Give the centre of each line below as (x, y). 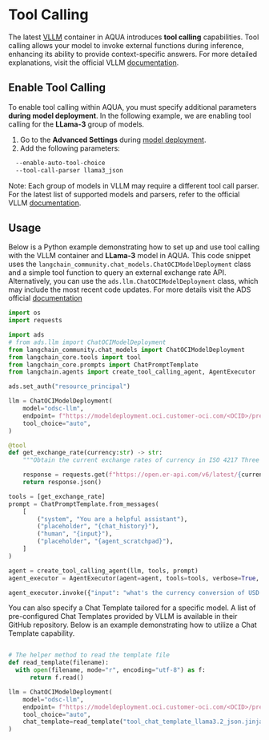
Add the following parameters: (70, 148)
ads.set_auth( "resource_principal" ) (69, 386)
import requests (35, 321)
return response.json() (62, 483)
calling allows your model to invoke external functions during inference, (126, 45)
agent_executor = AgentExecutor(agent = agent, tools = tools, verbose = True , (134, 578)
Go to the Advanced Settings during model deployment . (113, 140)
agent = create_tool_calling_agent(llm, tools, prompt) (103, 571)
